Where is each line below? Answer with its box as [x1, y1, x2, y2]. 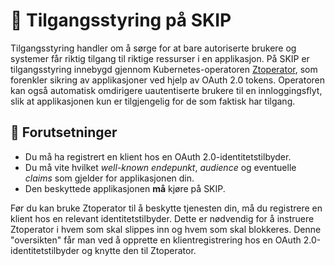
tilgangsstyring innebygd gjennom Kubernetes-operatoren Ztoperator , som [10, 63, 318, 75]
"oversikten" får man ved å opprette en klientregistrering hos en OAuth [10, 234, 302, 246]
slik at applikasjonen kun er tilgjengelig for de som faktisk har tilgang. [10, 95, 296, 107]
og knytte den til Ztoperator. [81, 244, 197, 256]
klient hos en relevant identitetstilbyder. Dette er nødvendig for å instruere [10, 212, 315, 224]
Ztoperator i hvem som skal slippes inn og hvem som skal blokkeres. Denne [10, 223, 322, 235]
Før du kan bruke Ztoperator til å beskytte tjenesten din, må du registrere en [10, 202, 323, 214]
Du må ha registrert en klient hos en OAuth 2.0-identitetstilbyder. [24, 150, 292, 163]
